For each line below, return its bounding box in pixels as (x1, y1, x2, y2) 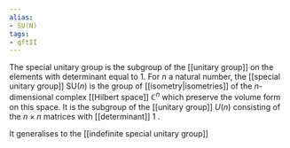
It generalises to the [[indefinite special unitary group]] (9, 128, 208, 138)
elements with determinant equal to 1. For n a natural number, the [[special (9, 72, 281, 82)
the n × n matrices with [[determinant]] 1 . (9, 111, 161, 121)
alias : (9, 12, 34, 22)
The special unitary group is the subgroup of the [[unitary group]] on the (9, 62, 274, 73)
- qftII (9, 37, 38, 47)
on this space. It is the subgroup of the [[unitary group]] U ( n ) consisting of (9, 101, 281, 112)
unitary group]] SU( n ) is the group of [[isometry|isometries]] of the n (9, 81, 260, 91)
